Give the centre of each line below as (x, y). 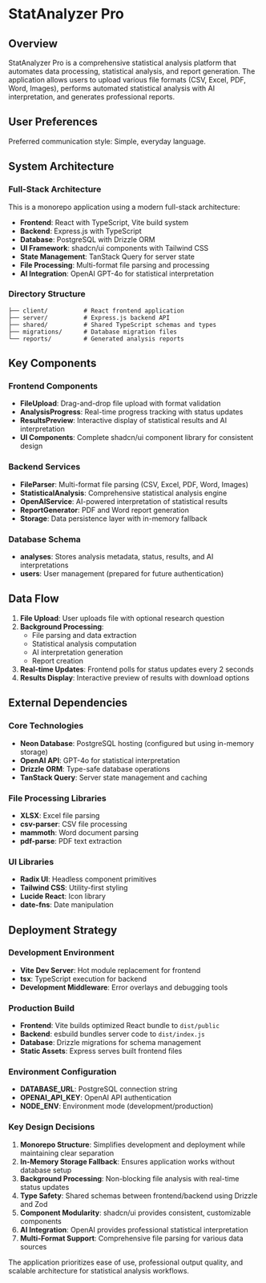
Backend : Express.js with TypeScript (81, 231)
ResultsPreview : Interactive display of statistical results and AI (123, 421)
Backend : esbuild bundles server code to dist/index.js (113, 1034)
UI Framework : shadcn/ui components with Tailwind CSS (114, 248)
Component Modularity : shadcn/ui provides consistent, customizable (135, 1212)
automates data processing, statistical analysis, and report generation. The (132, 71)
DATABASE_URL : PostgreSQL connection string (99, 1089)
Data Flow (34, 599)
